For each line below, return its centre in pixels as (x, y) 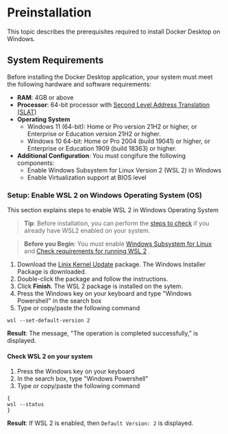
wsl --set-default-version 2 (49, 321)
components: (36, 163)
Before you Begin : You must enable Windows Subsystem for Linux (118, 244)
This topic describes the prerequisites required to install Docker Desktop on (114, 31)
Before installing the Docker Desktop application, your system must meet (110, 77)
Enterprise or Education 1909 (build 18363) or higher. (102, 148)
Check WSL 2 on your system (50, 356)
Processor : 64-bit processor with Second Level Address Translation (113, 105)
